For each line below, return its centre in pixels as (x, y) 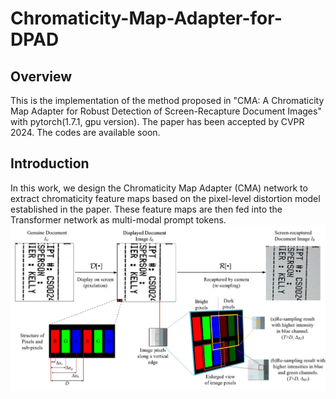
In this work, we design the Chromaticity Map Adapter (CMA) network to (159, 188)
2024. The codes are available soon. (85, 132)
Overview (41, 76)
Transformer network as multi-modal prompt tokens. (118, 219)
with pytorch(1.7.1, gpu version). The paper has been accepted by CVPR (157, 121)
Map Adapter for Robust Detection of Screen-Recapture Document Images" (166, 111)
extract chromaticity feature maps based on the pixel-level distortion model (165, 198)
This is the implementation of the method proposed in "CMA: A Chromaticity (167, 100)
